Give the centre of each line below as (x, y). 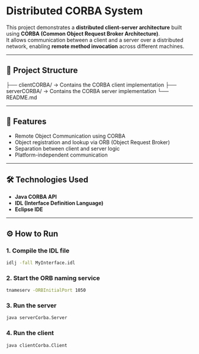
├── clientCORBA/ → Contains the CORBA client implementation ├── (91, 85)
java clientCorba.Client (37, 345)
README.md (22, 97)
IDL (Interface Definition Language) (59, 203)
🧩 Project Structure (42, 70)
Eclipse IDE (29, 209)
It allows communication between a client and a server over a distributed (95, 40)
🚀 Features (26, 122)
